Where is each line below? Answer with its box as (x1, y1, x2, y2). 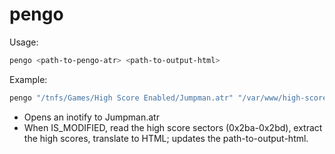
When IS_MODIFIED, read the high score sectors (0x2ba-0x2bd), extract (23, 121, 323, 133)
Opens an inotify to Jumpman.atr (23, 111, 160, 123)
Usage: (9, 36, 39, 48)
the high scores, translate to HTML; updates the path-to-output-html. (23, 132, 309, 144)
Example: (9, 73, 48, 85)
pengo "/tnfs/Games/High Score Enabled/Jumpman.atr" (9, 93, 234, 103)
